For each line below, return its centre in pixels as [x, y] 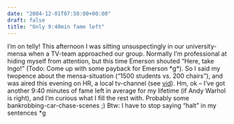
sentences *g [27, 113]
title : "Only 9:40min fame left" [56, 26]
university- [201, 47]
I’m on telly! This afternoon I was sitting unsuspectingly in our [96, 47]
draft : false [26, 20]
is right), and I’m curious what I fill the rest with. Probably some [98, 98]
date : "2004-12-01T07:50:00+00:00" [59, 14]
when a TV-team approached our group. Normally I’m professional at [128, 54]
